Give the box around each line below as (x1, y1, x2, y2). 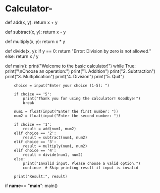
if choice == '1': (14, 122, 52, 127)
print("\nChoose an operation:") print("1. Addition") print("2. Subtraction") (5, 68, 156, 74)
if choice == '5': (14, 92, 52, 96)
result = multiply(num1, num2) (23, 144, 88, 148)
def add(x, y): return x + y (5, 19, 58, 25)
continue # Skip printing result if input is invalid (23, 165, 139, 170)
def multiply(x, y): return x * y (5, 38, 65, 45)
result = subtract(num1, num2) (23, 135, 88, 140)
